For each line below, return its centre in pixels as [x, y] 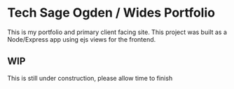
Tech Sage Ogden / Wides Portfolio [111, 13]
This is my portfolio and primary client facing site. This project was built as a [117, 32]
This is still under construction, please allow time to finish [90, 78]
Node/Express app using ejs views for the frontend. [82, 39]
